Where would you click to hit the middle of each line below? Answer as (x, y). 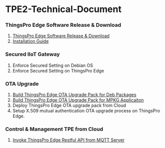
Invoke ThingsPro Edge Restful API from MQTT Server (68, 140)
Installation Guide (30, 41)
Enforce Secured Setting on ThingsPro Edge (58, 70)
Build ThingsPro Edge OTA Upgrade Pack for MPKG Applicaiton (78, 100)
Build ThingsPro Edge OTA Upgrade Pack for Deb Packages (74, 95)
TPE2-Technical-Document (63, 9)
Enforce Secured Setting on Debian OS (53, 65)
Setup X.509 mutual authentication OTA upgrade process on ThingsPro (86, 111)
